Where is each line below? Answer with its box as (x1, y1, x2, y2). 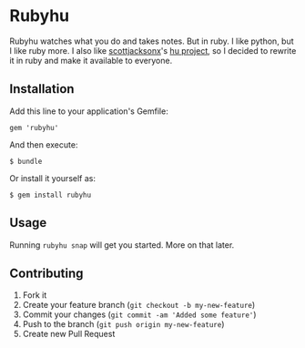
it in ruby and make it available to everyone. (9, 55, 173, 66)
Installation (9, 81, 75, 97)
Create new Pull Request (22, 329, 116, 340)
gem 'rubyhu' (9, 123, 59, 132)
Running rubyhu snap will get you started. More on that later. (9, 239, 235, 251)
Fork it (22, 290, 47, 301)
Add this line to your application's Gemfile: (9, 106, 168, 117)
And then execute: (9, 138, 78, 150)
